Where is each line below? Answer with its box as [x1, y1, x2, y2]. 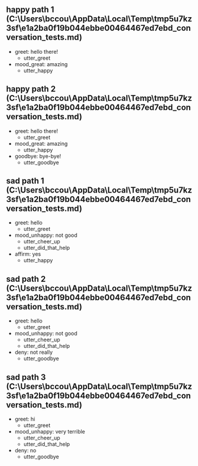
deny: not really [14, 348, 53, 356]
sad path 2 [6, 274, 46, 284]
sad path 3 [6, 372, 46, 382]
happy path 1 [6, 5, 54, 15]
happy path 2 [6, 84, 56, 94]
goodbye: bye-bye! [14, 152, 61, 159]
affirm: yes [14, 250, 41, 258]
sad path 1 [6, 176, 44, 186]
